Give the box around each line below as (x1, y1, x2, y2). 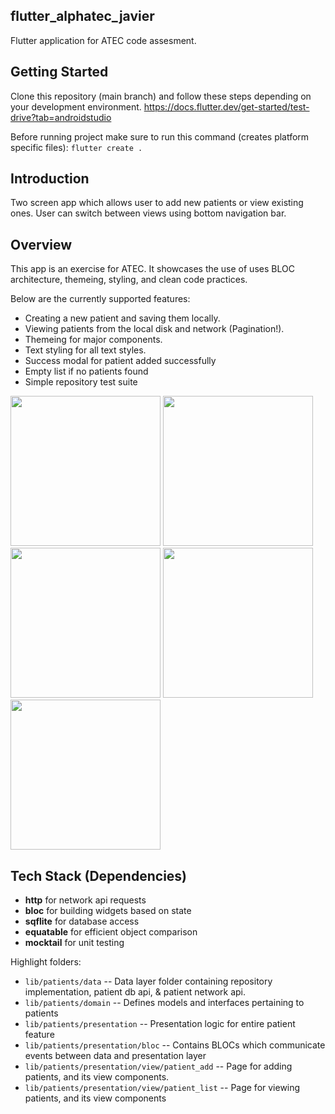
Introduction (10, 170, 90, 188)
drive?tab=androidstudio (10, 111, 112, 123)
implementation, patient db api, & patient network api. (24, 986, 246, 998)
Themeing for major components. (24, 334, 163, 346)
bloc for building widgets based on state (24, 905, 192, 917)
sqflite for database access (24, 915, 140, 928)
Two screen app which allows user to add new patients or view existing (10, 197, 304, 209)
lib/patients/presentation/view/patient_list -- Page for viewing (24, 1082, 301, 1094)
